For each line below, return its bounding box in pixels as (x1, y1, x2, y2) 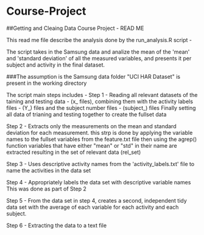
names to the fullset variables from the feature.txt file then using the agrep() (6, 136, 197, 143)
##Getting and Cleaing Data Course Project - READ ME (6, 24, 144, 32)
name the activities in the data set (6, 167, 91, 174)
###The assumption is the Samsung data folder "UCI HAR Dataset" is (6, 73, 181, 80)
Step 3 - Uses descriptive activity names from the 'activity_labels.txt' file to (6, 160, 195, 167)
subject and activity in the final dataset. (6, 61, 105, 68)
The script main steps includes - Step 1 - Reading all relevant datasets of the (6, 91, 198, 98)
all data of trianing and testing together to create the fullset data (6, 110, 167, 118)
